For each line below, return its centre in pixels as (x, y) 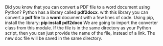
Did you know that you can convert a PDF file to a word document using (78, 7)
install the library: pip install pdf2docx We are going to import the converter (81, 23)
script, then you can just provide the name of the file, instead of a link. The (80, 33)
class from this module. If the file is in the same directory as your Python (78, 28)
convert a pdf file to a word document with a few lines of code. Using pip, (80, 17)
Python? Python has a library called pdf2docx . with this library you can (77, 12)
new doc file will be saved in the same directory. (54, 38)
